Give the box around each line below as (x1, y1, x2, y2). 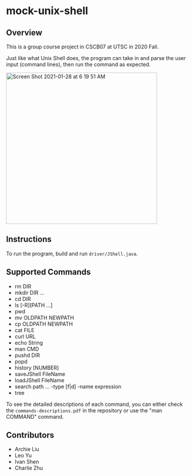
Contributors (6, 430, 55, 440)
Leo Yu (14, 452, 32, 459)
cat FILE (14, 326, 35, 333)
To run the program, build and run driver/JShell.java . (6, 250, 138, 257)
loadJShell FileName (14, 376, 65, 384)
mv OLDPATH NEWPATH (14, 314, 75, 321)
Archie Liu (14, 446, 39, 453)
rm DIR (14, 283, 32, 290)
